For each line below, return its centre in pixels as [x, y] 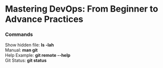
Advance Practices [44, 19]
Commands [19, 34]
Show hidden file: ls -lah [30, 45]
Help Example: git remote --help [38, 55]
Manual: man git [21, 50]
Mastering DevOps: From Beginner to [81, 9]
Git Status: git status [26, 60]
